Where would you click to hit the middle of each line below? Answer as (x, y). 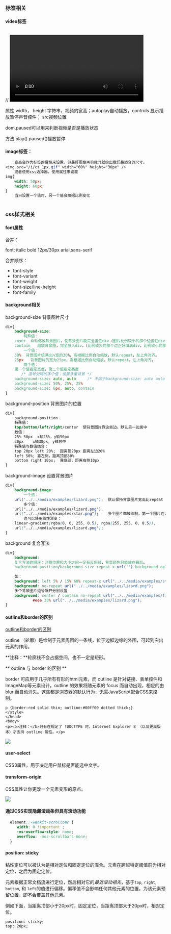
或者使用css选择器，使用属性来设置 (46, 172)
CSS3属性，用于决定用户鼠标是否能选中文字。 (53, 765)
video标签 (16, 21)
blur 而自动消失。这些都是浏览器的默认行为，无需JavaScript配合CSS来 (79, 692)
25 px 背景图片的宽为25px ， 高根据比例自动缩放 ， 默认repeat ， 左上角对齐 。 (85, 360)
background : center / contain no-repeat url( (64, 595)
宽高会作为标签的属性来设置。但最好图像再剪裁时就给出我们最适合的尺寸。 (81, 162)
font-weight (25, 282)
